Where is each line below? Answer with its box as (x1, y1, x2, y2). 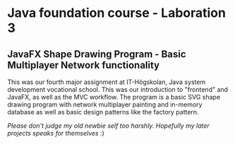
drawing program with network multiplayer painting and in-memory (7, 100, 203, 109)
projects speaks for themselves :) (7, 129, 104, 137)
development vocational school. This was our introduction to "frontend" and (7, 85, 228, 93)
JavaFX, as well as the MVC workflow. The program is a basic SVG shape (7, 93, 221, 101)
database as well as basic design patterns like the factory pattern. (7, 108, 199, 116)
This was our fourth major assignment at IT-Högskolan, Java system (7, 78, 206, 86)
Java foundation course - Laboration (7, 5, 226, 21)
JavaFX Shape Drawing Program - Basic (7, 48, 186, 60)
